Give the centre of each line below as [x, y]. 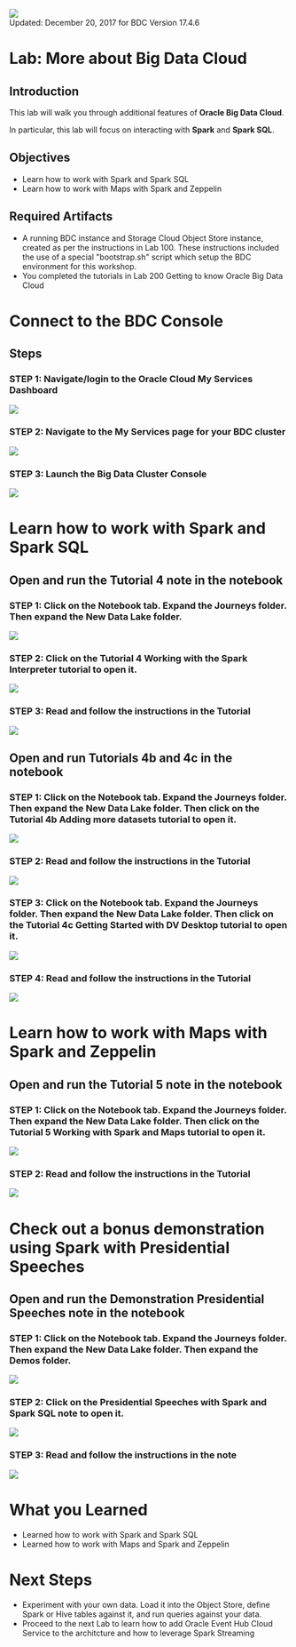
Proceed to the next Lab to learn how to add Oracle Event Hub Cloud [147, 1623]
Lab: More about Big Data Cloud [129, 59]
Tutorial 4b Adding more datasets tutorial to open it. [123, 820]
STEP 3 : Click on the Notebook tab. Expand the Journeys [134, 903]
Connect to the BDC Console [117, 321]
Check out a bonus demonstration [137, 1229]
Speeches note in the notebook [97, 1312]
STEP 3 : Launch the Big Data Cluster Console [108, 474]
